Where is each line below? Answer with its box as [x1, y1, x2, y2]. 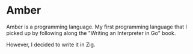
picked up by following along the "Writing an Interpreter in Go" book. [6, 29, 176, 36]
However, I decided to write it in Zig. [6, 41, 96, 48]
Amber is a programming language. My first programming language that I [6, 23, 188, 30]
